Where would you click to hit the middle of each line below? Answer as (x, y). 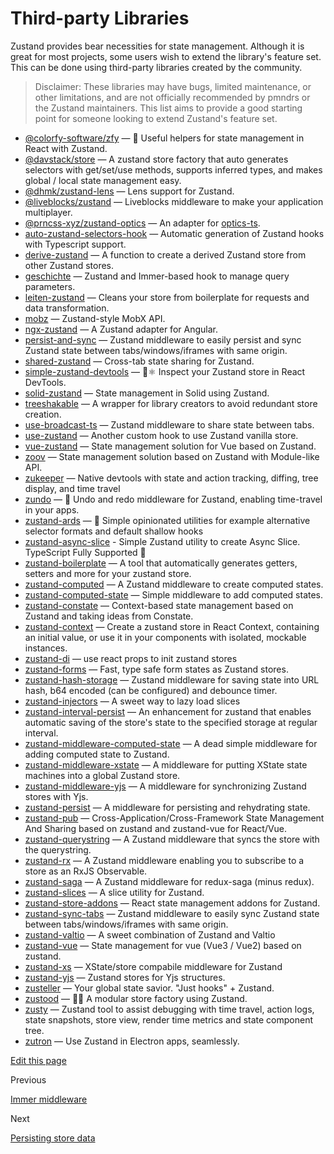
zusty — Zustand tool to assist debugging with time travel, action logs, (169, 1009)
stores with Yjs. (56, 796)
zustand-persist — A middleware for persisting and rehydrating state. (167, 807)
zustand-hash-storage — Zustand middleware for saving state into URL (172, 679)
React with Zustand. (66, 148)
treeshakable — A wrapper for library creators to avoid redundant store (171, 403)
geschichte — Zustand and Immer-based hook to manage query (157, 276)
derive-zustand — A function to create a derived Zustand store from (165, 254)
